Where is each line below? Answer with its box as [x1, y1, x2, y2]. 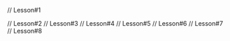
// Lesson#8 [7, 27, 43, 35]
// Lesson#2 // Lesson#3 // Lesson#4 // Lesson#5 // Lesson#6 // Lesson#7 [7, 19, 224, 27]
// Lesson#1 [7, 6, 41, 14]
